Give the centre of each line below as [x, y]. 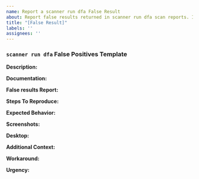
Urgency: [18, 170]
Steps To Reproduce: [33, 102]
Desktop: [18, 136]
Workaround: [23, 159]
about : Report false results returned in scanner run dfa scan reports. [98, 17]
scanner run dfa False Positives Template [67, 54]
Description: [22, 67]
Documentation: [27, 79]
